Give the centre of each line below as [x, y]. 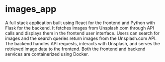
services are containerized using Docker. [47, 54]
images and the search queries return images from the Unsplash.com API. [81, 38]
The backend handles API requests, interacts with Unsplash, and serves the [83, 43]
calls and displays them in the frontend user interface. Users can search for [82, 33]
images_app [31, 9]
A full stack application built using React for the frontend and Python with [80, 23]
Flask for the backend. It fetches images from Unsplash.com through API [80, 28]
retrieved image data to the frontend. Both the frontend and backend [75, 49]
